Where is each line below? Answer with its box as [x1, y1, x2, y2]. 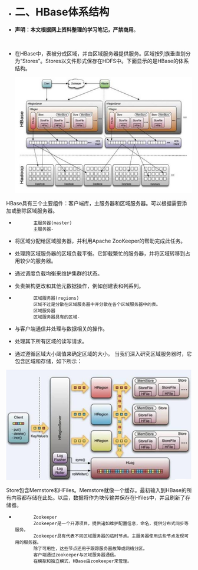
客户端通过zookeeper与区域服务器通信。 [33, 552, 119, 558]
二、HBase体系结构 [14, 5, 110, 19]
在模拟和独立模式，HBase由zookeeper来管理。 [33, 558, 132, 564]
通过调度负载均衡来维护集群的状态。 [14, 270, 103, 277]
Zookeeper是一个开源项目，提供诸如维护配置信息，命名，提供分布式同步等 [33, 520, 189, 527]
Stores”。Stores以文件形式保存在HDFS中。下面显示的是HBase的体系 [22, 57, 189, 64]
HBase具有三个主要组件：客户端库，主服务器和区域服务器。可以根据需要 [6, 199, 182, 207]
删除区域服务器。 [16, 207, 58, 214]
